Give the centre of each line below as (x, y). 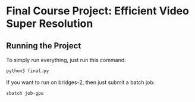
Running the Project (44, 46)
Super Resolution (50, 24)
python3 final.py (28, 71)
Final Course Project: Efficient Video (97, 11)
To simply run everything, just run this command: (66, 60)
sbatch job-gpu (25, 93)
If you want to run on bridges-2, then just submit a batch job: (81, 82)
